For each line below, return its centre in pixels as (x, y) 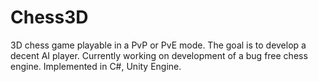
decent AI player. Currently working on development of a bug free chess (159, 55)
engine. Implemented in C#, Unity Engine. (96, 66)
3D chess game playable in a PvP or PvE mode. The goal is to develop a (158, 45)
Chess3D (49, 17)
